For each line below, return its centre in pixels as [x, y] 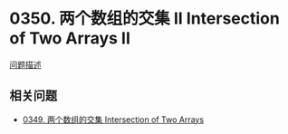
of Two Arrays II [70, 38]
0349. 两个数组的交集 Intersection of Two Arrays [113, 120]
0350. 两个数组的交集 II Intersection [145, 19]
